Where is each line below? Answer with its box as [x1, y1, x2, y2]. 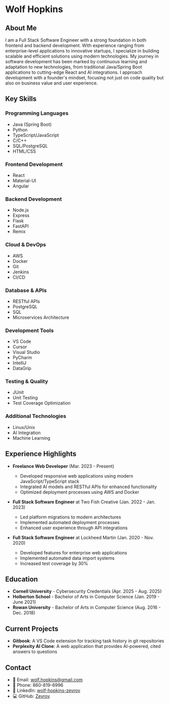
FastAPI [12, 223, 29, 229]
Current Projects [5, 624, 59, 633]
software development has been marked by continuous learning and [5, 59, 147, 64]
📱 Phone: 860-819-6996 [12, 682, 64, 688]
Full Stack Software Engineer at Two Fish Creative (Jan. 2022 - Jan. [12, 499, 155, 505]
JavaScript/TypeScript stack [20, 478, 80, 484]
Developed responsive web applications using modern [20, 473, 134, 479]
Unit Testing [12, 395, 38, 401]
